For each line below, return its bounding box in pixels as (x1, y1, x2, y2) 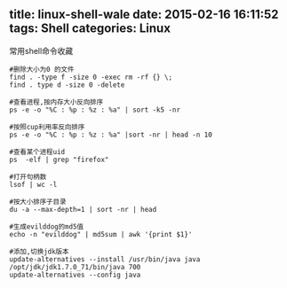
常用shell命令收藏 (9, 45, 74, 56)
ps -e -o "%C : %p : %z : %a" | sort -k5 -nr (9, 105, 180, 114)
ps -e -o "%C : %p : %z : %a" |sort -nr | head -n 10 (9, 130, 213, 139)
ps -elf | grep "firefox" (9, 155, 109, 164)
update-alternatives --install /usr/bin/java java (9, 254, 201, 264)
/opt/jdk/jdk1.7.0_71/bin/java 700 (9, 262, 141, 271)
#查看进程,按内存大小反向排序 (9, 97, 104, 106)
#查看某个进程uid (9, 147, 65, 156)
